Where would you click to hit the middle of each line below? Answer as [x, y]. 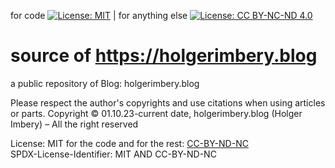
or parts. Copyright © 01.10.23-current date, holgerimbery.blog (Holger [156, 113]
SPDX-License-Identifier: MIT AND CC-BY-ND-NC [113, 154]
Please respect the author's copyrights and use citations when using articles [168, 102]
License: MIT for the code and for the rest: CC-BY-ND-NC [129, 143]
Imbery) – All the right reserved [74, 124]
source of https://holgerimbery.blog [164, 56]
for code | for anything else [99, 15]
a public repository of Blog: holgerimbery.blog [105, 83]
